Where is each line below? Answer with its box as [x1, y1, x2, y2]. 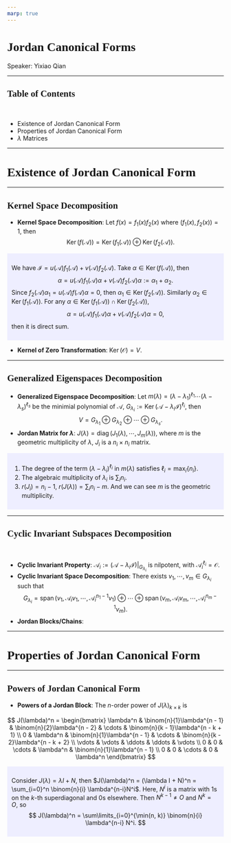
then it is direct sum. [11, 322, 69, 331]
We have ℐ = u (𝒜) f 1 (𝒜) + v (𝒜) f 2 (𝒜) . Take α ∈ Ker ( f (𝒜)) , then [11, 263, 190, 273]
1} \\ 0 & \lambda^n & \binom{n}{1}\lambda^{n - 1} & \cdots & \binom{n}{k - [10, 731, 221, 739]
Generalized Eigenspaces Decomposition [7, 373, 163, 384]
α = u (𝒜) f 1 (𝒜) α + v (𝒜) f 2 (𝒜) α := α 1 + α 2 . [57, 276, 174, 286]
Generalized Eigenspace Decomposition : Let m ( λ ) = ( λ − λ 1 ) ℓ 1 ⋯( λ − [16, 391, 213, 402]
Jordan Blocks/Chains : [16, 617, 84, 625]
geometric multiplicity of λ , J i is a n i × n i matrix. [16, 438, 151, 448]
